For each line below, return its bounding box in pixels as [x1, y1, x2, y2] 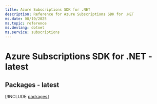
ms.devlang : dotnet [5, 25, 45, 30]
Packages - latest [5, 81, 59, 89]
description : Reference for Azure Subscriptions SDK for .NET [5, 12, 134, 17]
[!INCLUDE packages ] [5, 94, 49, 99]
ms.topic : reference [5, 21, 47, 26]
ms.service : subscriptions [5, 30, 60, 35]
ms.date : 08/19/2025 [5, 16, 47, 21]
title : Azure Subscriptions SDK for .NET [5, 7, 91, 12]
